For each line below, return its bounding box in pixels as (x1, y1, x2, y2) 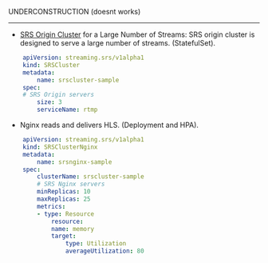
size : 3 (37, 98, 62, 106)
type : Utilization (65, 240, 127, 248)
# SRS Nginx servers (37, 180, 105, 189)
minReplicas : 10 (37, 188, 91, 196)
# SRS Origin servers (22, 91, 94, 99)
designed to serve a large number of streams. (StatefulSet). (19, 38, 216, 47)
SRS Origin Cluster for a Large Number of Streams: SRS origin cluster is (19, 30, 255, 39)
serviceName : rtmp (37, 106, 98, 114)
